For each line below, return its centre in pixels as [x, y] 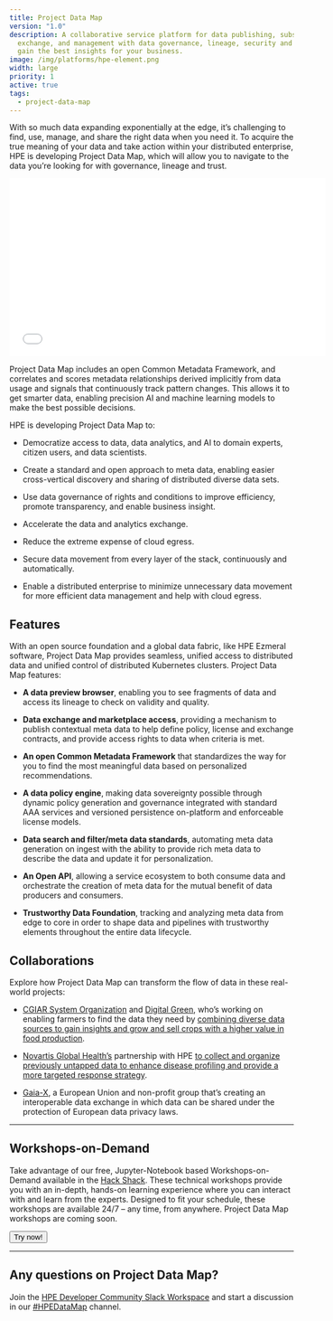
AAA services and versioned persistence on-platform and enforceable [153, 812]
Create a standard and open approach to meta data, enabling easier [148, 470]
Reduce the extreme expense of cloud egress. [108, 542]
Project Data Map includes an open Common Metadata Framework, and [143, 369]
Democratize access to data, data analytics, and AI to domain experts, [153, 443]
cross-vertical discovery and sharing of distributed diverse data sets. [151, 479]
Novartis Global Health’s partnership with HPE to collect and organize [151, 1056]
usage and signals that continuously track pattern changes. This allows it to [150, 389]
